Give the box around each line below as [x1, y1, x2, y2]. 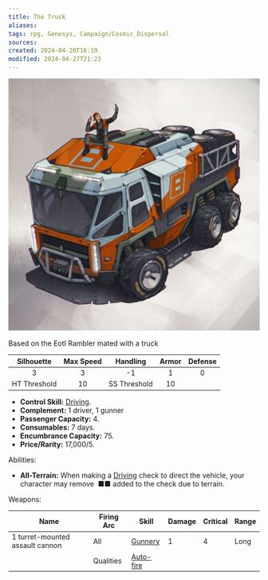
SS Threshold [108, 379, 153, 388]
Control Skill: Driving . [19, 397, 92, 406]
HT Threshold [11, 379, 57, 388]
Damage [167, 516, 197, 526]
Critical [203, 516, 228, 526]
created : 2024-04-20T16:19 [8, 46, 98, 55]
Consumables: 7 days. [19, 422, 96, 432]
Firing [98, 512, 120, 522]
